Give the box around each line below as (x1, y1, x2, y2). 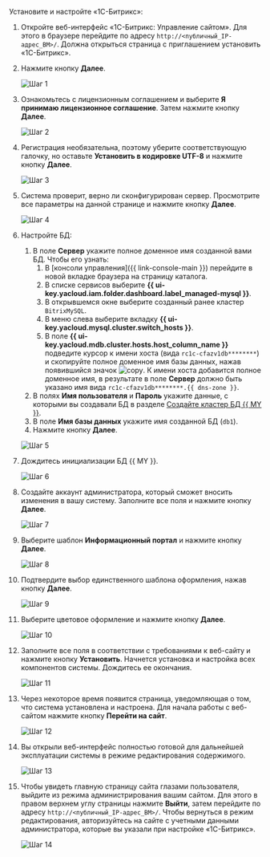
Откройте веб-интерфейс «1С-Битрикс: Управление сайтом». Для (20, 22, 248, 31)
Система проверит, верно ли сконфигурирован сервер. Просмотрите (20, 191, 260, 200)
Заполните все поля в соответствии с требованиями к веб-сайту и (20, 646, 251, 655)
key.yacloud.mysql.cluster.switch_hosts (44, 323, 183, 332)
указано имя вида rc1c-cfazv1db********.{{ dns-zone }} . (44, 383, 240, 392)
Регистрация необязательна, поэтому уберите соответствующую (20, 143, 247, 152)
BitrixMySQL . (44, 306, 87, 315)
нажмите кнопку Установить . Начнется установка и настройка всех (20, 654, 256, 664)
